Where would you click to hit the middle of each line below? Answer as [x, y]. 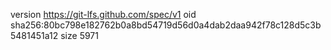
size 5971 [79, 35]
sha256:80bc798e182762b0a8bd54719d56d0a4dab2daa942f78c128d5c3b [166, 25]
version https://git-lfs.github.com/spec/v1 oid [103, 14]
